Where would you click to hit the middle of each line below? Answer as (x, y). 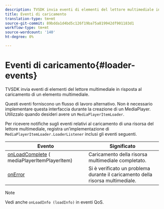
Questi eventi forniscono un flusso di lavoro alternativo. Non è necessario (79, 104)
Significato (123, 146)
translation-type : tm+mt (30, 19)
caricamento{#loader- (89, 65)
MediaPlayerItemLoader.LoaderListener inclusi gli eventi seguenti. (71, 134)
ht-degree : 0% (20, 37)
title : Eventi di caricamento (36, 14)
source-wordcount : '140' (30, 32)
